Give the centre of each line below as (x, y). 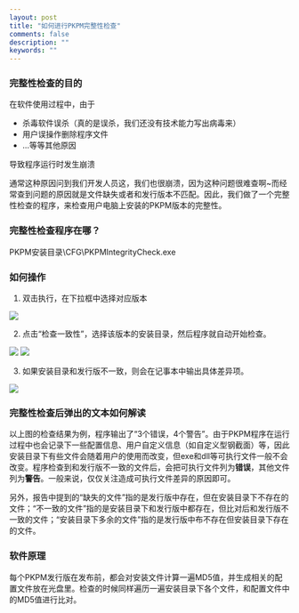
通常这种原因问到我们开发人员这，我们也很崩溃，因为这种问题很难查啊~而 (145, 183)
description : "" (39, 42)
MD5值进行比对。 (49, 599)
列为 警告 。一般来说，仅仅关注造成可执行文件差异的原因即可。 (122, 479)
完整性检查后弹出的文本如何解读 (78, 413)
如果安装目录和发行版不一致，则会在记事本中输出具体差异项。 (135, 371)
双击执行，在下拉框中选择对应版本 (85, 298)
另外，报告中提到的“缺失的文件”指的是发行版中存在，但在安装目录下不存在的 (149, 497)
